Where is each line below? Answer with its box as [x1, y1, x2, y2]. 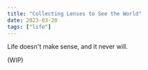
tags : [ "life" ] [7, 23, 52, 30]
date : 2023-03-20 [7, 17, 58, 24]
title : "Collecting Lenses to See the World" [7, 10, 142, 17]
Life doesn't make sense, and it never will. [7, 43, 128, 51]
